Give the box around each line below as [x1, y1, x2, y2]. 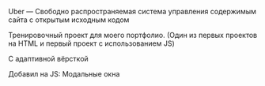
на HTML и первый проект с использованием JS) [8, 39, 176, 48]
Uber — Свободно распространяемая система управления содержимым [8, 7, 257, 16]
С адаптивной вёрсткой [8, 54, 89, 63]
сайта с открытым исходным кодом [8, 15, 130, 24]
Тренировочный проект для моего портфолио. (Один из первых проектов [8, 31, 258, 39]
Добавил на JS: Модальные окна [8, 69, 120, 78]
